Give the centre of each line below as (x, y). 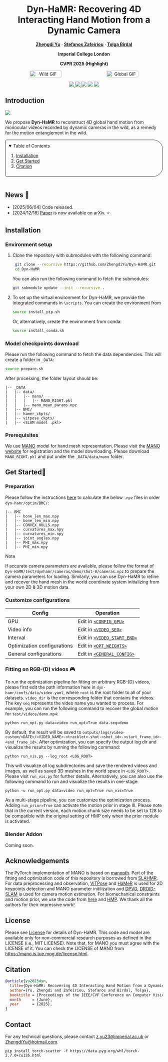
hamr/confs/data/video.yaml (34, 693)
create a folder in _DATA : (29, 359)
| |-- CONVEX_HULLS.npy (32, 525)
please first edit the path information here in (50, 687)
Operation (107, 613)
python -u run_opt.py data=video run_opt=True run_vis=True (69, 791)
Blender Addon (24, 834)
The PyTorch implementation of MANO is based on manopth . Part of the (79, 873)
